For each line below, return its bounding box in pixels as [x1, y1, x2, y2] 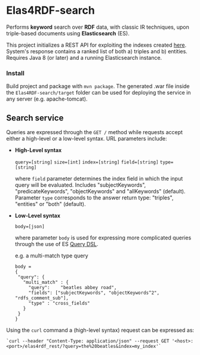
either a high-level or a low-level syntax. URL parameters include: [6, 135, 167, 142]
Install [6, 69, 25, 77]
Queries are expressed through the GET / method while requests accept [6, 129, 183, 136]
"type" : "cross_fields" [28, 301, 91, 307]
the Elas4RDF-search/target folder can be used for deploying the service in [6, 89, 191, 96]
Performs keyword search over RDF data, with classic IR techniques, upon [6, 23, 189, 31]
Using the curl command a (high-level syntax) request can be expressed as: [6, 327, 195, 334]
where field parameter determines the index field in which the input [14, 175, 183, 183]
